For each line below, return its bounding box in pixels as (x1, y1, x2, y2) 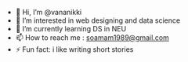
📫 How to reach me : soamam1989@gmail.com (15, 33, 170, 42)
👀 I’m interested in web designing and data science (15, 16, 181, 25)
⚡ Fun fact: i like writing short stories (15, 45, 134, 54)
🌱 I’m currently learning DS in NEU (15, 24, 127, 33)
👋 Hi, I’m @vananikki (15, 8, 82, 16)
